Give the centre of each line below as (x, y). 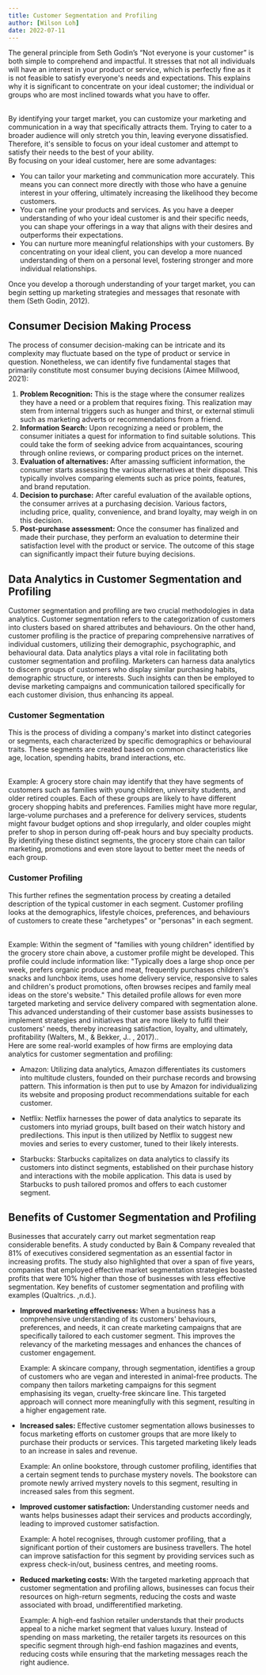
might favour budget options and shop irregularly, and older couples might (129, 824)
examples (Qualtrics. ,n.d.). (52, 1295)
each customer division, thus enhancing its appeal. (91, 695)
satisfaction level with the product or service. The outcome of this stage (137, 546)
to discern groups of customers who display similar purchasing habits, (123, 669)
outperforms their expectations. (71, 235)
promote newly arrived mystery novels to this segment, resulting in (129, 1483)
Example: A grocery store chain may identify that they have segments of (126, 782)
